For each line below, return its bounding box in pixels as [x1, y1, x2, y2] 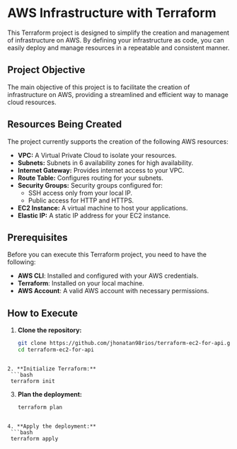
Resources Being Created [7, 118, 122, 130]
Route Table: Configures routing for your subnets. [17, 174, 164, 182]
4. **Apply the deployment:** [7, 423, 97, 430]
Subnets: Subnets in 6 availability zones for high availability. [17, 158, 194, 167]
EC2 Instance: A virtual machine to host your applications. [17, 203, 188, 212]
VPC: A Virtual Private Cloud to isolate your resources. [17, 151, 177, 159]
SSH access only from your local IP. [28, 188, 133, 197]
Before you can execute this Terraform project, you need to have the [7, 250, 207, 259]
